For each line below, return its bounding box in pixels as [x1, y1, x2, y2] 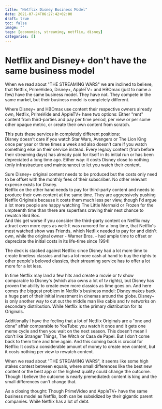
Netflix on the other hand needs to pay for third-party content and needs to [5, 187, 155, 192]
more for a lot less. [5, 263, 43, 269]
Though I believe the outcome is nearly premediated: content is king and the [5, 374, 157, 379]
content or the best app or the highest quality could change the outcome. [5, 368, 151, 374]
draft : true [5, 16, 29, 21]
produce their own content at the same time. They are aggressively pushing [5, 192, 156, 198]
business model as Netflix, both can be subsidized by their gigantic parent [5, 393, 153, 399]
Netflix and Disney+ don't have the [5, 55, 147, 66]
